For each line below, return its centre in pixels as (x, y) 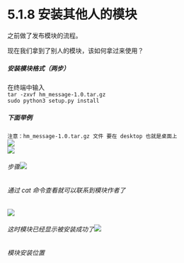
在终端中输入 (26, 87)
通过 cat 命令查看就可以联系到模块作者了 (67, 190)
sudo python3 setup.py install (53, 101)
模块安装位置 (26, 252)
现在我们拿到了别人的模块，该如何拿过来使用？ (75, 50)
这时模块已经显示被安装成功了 (51, 229)
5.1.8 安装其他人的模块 (73, 15)
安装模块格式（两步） (38, 68)
